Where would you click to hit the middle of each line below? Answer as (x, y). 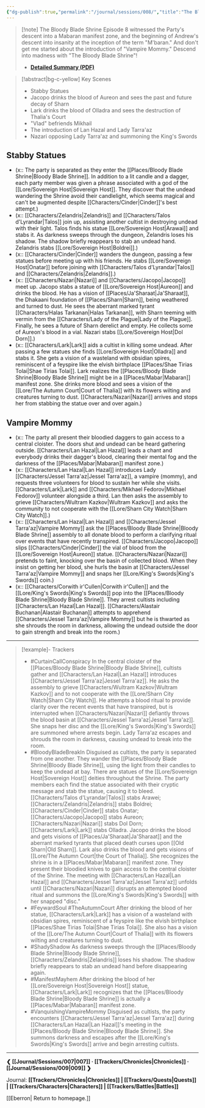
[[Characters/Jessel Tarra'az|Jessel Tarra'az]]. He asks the (105, 681)
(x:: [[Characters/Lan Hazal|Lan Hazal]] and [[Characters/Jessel (95, 522)
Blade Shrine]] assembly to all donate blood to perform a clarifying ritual (106, 535)
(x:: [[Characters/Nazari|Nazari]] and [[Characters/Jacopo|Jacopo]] (100, 280)
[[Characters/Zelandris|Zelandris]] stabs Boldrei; (92, 804)
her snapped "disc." (55, 902)
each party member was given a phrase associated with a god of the (102, 183)
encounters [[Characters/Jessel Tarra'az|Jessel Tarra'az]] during (112, 1018)
